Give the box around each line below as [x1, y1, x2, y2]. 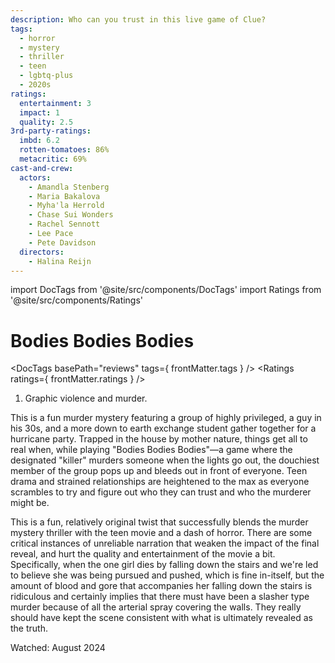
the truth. [10, 622, 48, 635]
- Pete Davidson [28, 237, 97, 248]
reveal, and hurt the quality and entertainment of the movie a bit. [10, 548, 276, 560]
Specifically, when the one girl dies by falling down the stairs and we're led [10, 559, 319, 571]
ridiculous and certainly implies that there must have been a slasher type [10, 591, 310, 603]
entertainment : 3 [19, 98, 92, 108]
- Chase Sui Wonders [28, 210, 114, 220]
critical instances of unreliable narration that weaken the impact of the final [10, 537, 320, 550]
